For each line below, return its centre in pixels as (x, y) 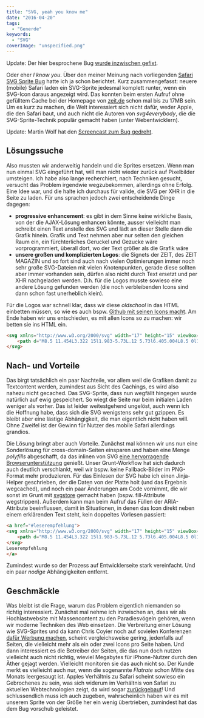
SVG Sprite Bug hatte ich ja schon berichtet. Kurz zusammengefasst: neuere (102, 81)
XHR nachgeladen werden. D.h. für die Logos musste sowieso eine (98, 280)
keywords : (19, 35)
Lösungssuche (35, 151)
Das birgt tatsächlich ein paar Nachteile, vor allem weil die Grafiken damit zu (102, 381)
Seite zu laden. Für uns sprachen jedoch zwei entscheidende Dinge (90, 197)
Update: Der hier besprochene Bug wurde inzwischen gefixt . (82, 63)
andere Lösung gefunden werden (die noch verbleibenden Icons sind (102, 286)
